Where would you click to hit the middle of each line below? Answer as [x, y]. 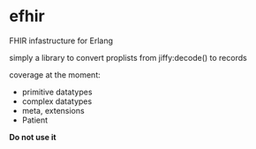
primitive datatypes [57, 92]
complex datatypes [57, 101]
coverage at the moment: [55, 74]
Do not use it [33, 137]
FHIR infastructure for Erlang [61, 41]
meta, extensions [53, 110]
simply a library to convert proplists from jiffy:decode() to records [128, 57]
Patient [35, 120]
